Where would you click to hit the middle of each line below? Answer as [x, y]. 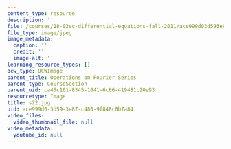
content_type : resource [41, 13]
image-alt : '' [33, 58]
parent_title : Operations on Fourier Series [72, 77]
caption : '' [31, 45]
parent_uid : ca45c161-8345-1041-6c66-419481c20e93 [81, 90]
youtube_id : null [38, 135]
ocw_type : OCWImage [35, 71]
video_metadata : [30, 128]
